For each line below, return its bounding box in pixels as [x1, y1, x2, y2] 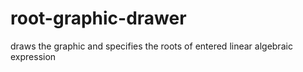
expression [10, 50, 57, 62]
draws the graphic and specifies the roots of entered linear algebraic [10, 40, 293, 52]
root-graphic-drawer [10, 7, 187, 30]
